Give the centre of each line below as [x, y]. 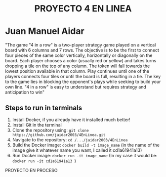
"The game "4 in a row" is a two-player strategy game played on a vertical [81, 45]
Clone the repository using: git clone [50, 130]
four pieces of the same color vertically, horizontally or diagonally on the [79, 55]
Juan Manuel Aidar [45, 31]
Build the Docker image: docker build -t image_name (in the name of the [86, 145]
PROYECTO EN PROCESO [31, 170]
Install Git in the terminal [37, 125]
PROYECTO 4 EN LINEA [83, 9]
